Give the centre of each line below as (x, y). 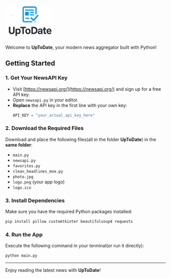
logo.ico (22, 188)
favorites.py (26, 166)
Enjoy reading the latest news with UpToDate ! (53, 270)
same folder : (19, 145)
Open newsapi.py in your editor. (46, 100)
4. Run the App (24, 235)
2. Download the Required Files (45, 128)
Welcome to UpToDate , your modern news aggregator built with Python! (81, 47)
